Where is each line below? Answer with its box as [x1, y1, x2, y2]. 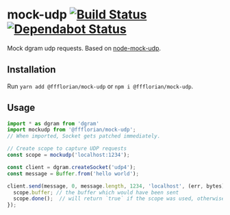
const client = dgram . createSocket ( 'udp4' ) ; [7, 164, 136, 170]
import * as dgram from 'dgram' [7, 120, 99, 127]
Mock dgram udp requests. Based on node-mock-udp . [7, 44, 162, 52]
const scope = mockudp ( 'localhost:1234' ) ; [7, 151, 130, 159]
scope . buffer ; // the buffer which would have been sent [13, 189, 179, 196]
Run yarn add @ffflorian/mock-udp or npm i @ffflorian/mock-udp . [7, 82, 194, 90]
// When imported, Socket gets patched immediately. [7, 133, 161, 140]
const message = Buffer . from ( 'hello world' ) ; [7, 170, 139, 177]
